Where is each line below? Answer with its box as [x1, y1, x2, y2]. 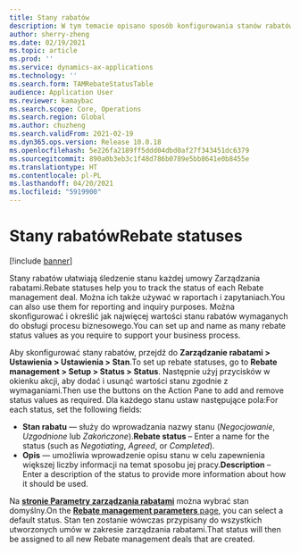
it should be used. [21, 478, 89, 489]
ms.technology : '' [9, 71, 78, 80]
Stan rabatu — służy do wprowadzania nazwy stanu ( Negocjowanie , [21, 421, 275, 432]
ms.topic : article [9, 46, 78, 55]
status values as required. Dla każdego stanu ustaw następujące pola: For [9, 394, 279, 405]
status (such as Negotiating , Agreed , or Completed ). [21, 440, 215, 451]
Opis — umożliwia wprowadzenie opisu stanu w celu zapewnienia [21, 449, 265, 460]
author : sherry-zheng [9, 29, 90, 38]
